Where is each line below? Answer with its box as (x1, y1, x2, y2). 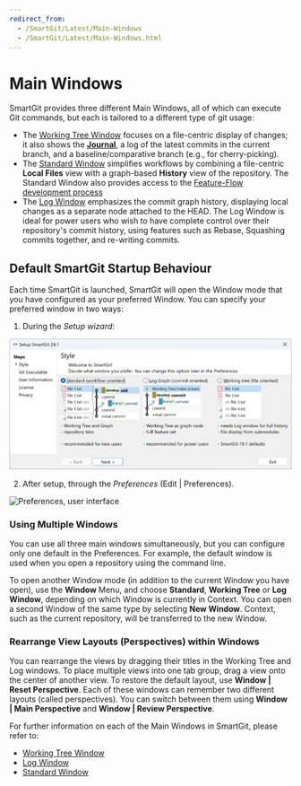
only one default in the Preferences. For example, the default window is (9, 547, 273, 558)
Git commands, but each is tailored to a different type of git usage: (9, 112, 255, 123)
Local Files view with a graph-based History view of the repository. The (21, 168, 289, 179)
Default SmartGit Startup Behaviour (9, 260, 212, 275)
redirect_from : (9, 14, 66, 23)
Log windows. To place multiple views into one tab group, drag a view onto (9, 665, 286, 677)
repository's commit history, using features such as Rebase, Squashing (21, 225, 285, 236)
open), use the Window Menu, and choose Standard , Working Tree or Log (9, 584, 287, 595)
